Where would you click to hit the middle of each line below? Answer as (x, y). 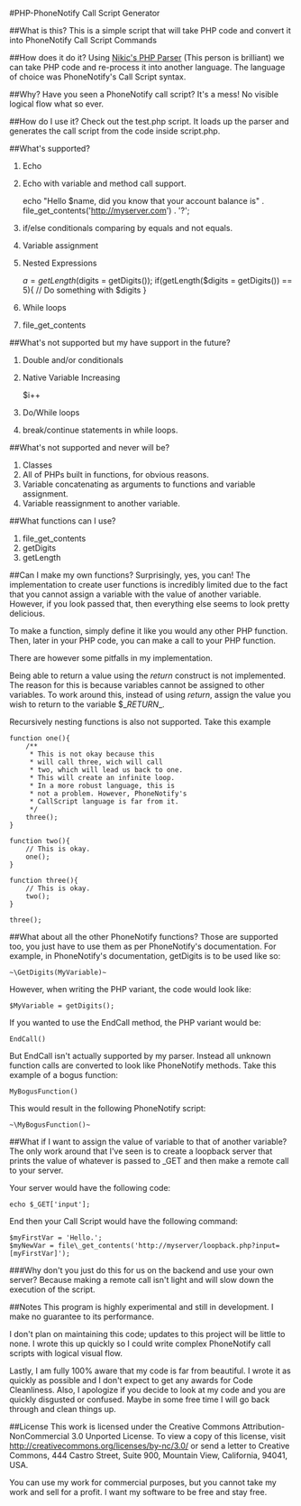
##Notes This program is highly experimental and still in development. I (141, 1307)
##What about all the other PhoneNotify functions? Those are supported (144, 937)
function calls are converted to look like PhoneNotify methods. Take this (143, 1065)
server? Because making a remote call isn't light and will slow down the (142, 1280)
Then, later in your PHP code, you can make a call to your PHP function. (143, 641)
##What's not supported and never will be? (89, 447)
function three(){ (44, 880)
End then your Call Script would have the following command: (124, 1221)
